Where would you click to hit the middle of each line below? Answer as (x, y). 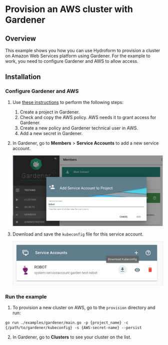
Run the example (26, 296)
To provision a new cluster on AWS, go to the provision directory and (84, 308)
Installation (23, 77)
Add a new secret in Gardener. (51, 133)
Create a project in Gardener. (50, 112)
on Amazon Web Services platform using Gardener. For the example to (78, 56)
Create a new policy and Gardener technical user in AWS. (79, 128)
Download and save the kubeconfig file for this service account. (78, 234)
